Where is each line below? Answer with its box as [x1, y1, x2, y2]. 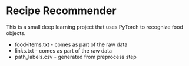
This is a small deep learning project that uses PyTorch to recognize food [6, 23, 184, 30]
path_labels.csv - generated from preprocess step [14, 53, 137, 60]
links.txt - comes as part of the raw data [14, 47, 112, 54]
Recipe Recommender [6, 4, 117, 18]
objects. [6, 29, 26, 36]
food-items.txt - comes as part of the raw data [14, 41, 128, 48]
